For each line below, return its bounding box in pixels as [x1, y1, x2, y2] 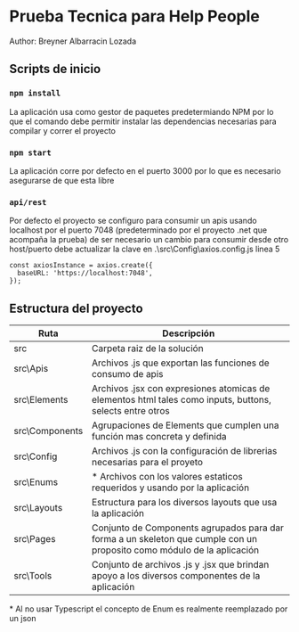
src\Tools [13, 570, 53, 582]
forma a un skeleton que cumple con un [92, 533, 258, 546]
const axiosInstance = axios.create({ [9, 261, 153, 270]
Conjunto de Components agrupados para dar [92, 521, 285, 534]
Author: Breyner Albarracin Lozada [9, 36, 136, 46]
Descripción [162, 327, 215, 340]
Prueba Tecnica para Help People [9, 6, 261, 27]
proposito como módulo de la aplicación [92, 544, 260, 556]
